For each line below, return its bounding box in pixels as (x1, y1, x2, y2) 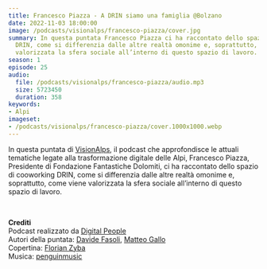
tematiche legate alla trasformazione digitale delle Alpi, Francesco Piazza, (8, 153, 250, 162)
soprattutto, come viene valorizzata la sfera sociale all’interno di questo (8, 178, 242, 188)
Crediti (8, 217, 32, 227)
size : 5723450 (15, 85, 62, 94)
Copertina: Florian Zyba (8, 243, 86, 252)
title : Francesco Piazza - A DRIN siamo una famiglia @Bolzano (8, 11, 222, 20)
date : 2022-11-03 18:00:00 (8, 19, 98, 27)
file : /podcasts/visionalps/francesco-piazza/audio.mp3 (15, 78, 204, 86)
